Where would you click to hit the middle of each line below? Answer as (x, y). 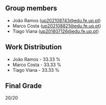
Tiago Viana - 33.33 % (36, 70)
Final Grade (23, 86)
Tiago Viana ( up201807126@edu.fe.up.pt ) (56, 31)
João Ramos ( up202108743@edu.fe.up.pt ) (57, 20)
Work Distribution (33, 47)
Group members (31, 8)
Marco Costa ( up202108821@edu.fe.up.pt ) (57, 26)
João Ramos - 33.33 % (36, 59)
